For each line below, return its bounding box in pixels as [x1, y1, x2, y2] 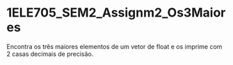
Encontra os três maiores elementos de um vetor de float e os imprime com [6, 42, 223, 50]
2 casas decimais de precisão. [6, 50, 94, 58]
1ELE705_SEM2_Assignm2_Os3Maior [6, 5, 226, 21]
